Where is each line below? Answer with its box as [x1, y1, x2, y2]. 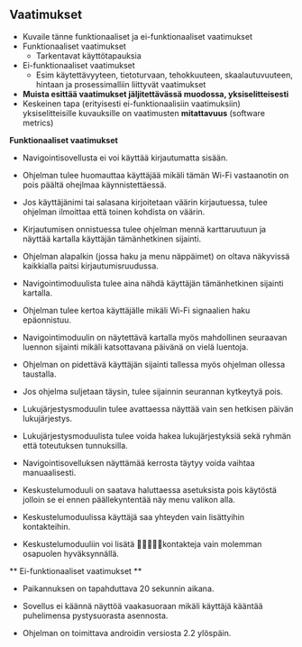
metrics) [22, 117, 54, 128]
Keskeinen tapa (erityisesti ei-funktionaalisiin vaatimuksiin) [22, 98, 241, 109]
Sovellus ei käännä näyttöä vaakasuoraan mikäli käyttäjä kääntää [22, 600, 263, 611]
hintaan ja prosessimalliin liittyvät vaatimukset [35, 78, 206, 89]
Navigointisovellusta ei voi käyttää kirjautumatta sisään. [22, 152, 228, 163]
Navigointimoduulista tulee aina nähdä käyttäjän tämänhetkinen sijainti [22, 278, 284, 288]
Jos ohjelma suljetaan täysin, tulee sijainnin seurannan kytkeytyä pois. [22, 386, 284, 396]
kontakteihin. [22, 521, 70, 532]
